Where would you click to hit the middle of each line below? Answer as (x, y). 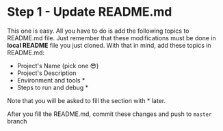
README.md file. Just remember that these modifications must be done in (112, 38)
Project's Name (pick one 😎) (58, 65)
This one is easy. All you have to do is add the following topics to (98, 31)
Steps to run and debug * (53, 87)
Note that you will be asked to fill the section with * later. (87, 100)
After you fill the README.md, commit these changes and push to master (109, 114)
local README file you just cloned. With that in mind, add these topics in (109, 45)
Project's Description (47, 73)
